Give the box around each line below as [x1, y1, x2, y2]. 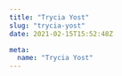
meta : [9, 45, 29, 54]
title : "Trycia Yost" [9, 12, 90, 22]
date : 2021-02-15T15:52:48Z [9, 29, 114, 38]
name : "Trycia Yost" [17, 54, 94, 63]
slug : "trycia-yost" [9, 21, 86, 30]
